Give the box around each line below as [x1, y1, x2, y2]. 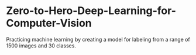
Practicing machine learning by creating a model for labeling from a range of [6, 36, 190, 43]
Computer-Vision [6, 16, 92, 30]
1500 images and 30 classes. [6, 42, 76, 49]
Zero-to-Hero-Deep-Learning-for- [6, 4, 177, 18]
